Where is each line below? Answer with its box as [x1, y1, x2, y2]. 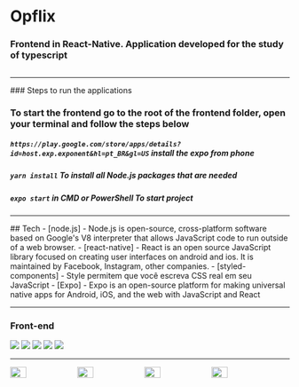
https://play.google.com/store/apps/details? [10, 140, 181, 149]
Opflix [10, 6, 56, 27]
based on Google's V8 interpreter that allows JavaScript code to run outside [10, 233, 288, 243]
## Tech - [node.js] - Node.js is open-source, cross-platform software [10, 224, 267, 234]
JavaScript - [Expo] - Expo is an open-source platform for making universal [10, 280, 286, 290]
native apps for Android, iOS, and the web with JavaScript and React [10, 289, 261, 300]
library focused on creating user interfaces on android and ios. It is [10, 251, 254, 263]
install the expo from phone [150, 148, 256, 159]
